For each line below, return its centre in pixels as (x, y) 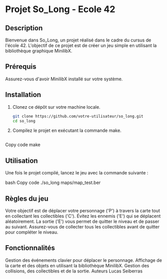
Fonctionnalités (30, 248)
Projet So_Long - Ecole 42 (60, 9)
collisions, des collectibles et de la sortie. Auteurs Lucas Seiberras (74, 271)
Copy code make (23, 145)
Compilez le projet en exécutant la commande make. (67, 130)
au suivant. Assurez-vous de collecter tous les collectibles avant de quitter (82, 227)
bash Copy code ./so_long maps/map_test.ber (53, 182)
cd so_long (24, 121)
